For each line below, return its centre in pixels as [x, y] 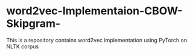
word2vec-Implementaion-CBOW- [94, 11]
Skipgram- [33, 24]
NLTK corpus [23, 46]
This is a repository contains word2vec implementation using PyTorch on [97, 40]
